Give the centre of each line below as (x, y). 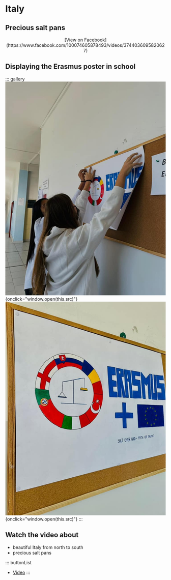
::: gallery (15, 79)
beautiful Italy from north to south (48, 547)
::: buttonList (18, 562)
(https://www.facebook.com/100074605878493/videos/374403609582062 (85, 45)
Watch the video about (42, 535)
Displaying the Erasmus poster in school (70, 67)
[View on (74, 40)
